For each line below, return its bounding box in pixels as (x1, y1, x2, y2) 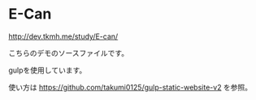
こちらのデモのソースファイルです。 (8, 48, 128, 57)
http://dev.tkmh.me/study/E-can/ (8, 31, 119, 41)
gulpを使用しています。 (8, 65, 87, 75)
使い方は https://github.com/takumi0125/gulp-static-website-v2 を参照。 (8, 82, 253, 92)
